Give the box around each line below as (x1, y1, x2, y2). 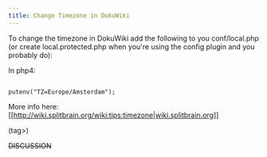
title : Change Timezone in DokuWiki (8, 11, 130, 20)
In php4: (8, 65, 36, 75)
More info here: (8, 101, 59, 111)
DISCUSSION (8, 140, 52, 151)
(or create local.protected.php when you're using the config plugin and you (8, 41, 255, 52)
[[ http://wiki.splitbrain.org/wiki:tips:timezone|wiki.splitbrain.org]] (8, 110, 219, 120)
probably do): (8, 50, 53, 59)
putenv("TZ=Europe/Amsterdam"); (8, 88, 116, 96)
